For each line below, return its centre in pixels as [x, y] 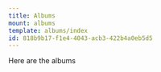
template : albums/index [48, 30]
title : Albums [32, 16]
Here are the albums [42, 61]
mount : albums [32, 23]
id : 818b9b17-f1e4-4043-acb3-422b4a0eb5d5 [80, 38]
